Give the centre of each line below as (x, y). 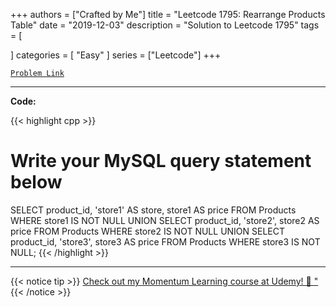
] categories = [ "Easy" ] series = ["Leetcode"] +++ (116, 55)
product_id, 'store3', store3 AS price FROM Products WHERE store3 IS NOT (165, 241)
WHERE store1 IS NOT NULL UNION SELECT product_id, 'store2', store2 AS (165, 220)
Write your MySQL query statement (161, 161)
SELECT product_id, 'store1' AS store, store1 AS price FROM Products (153, 210)
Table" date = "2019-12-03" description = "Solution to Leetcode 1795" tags (165, 25)
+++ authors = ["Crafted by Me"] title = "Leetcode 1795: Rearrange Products (168, 14)
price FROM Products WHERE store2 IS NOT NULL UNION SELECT (148, 231)
